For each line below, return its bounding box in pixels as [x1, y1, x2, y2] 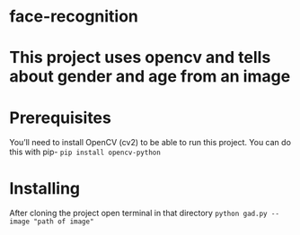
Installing [9, 178, 81, 198]
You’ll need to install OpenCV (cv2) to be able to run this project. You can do [9, 137, 292, 148]
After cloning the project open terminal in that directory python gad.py [9, 208, 268, 219]
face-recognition [9, 6, 139, 27]
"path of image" [32, 217, 94, 226]
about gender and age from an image [9, 66, 291, 87]
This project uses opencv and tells [9, 48, 271, 68]
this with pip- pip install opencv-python [9, 146, 162, 158]
